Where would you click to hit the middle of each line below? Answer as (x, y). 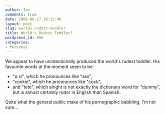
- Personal (16, 47)
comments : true (21, 14)
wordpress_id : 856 (24, 38)
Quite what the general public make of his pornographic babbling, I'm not (80, 102)
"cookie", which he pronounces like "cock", (57, 81)
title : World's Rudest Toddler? (39, 33)
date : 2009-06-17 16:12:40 (33, 19)
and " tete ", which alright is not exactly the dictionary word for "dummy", (86, 87)
